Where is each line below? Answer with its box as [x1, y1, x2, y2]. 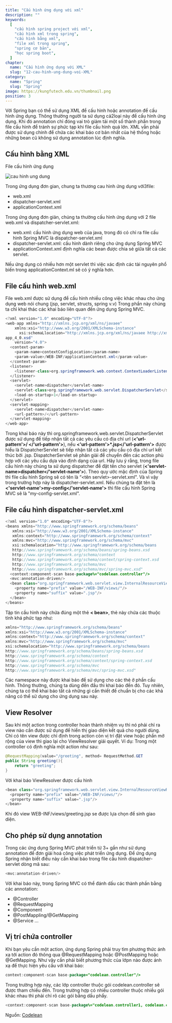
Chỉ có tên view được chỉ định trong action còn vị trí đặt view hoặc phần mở [5, 733, 165, 739]
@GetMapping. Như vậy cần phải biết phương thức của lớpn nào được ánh [5, 957, 162, 963]
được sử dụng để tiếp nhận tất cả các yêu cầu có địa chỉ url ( [5, 436, 134, 442]
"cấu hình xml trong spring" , [14, 31, 79, 36]
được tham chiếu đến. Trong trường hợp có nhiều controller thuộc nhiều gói [5, 987, 164, 993]
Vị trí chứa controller [5, 933, 73, 941]
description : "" [5, 12, 40, 17]
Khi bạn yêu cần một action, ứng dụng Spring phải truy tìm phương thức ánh [5, 946, 166, 952]
